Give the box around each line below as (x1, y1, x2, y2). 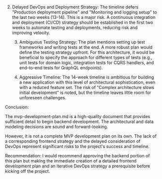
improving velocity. (12, 30, 50, 35)
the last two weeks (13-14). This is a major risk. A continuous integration (12, 15, 156, 20)
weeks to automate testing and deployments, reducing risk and (12, 25, 138, 30)
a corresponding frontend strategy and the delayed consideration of (5, 138, 141, 144)
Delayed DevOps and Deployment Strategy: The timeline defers (12, 4, 139, 10)
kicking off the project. (5, 168, 50, 174)
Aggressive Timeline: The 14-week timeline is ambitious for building (19, 75, 154, 80)
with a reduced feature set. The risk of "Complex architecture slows (19, 85, 155, 90)
